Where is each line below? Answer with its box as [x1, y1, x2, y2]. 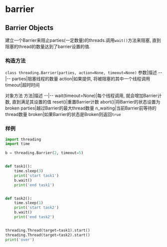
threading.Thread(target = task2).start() [5, 232, 91, 237]
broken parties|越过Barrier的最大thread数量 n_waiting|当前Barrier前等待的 [5, 105, 157, 111]
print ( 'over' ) [5, 237, 35, 242]
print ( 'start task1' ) [14, 173, 59, 178]
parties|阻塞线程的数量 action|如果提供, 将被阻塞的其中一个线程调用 [11, 76, 151, 82]
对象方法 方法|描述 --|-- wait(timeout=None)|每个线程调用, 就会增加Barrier [5, 92, 158, 98]
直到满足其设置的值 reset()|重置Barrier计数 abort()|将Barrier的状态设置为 [11, 99, 161, 105]
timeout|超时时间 [5, 82, 40, 88]
